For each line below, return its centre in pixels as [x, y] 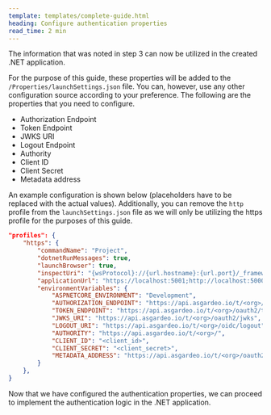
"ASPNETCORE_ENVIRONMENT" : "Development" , [124, 296]
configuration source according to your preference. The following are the [130, 95]
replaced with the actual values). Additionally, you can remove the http [126, 203]
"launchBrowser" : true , [77, 266]
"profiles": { [32, 236]
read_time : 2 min [38, 31]
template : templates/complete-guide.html [79, 16]
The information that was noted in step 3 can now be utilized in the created [133, 54]
